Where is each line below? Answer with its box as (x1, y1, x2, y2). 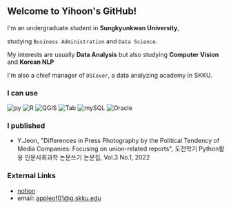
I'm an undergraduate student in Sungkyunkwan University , (7, 23, 180, 32)
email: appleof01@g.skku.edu (17, 194, 101, 202)
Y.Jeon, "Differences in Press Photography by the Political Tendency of (17, 137, 220, 145)
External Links (7, 171, 57, 181)
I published (7, 121, 46, 131)
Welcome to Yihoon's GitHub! (7, 5, 137, 17)
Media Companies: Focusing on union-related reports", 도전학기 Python (17, 144, 219, 153)
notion (17, 186, 36, 195)
